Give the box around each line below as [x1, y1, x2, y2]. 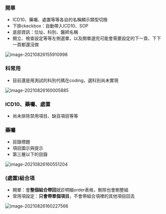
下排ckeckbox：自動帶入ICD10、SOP [12, 23, 89, 29]
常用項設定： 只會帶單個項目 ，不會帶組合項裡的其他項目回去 [12, 193, 135, 199]
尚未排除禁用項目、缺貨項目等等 [12, 113, 78, 119]
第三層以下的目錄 [12, 151, 48, 158]
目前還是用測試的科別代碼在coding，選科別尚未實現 [12, 77, 119, 83]
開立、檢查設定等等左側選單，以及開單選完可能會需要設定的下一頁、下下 [12, 35, 161, 41]
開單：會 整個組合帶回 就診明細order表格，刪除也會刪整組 [12, 187, 129, 193]
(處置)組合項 [5, 175, 35, 182]
